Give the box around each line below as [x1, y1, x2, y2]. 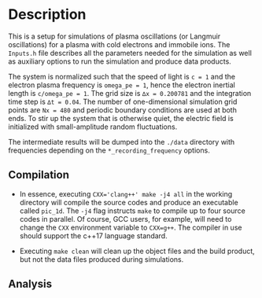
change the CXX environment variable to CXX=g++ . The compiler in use [19, 223, 242, 232]
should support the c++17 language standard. [19, 230, 168, 241]
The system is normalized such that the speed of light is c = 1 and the [8, 72, 236, 81]
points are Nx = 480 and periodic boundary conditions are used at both [8, 105, 238, 115]
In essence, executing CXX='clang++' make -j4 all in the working [19, 189, 233, 198]
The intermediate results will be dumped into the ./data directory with [8, 137, 235, 146]
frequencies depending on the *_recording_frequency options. [8, 145, 210, 155]
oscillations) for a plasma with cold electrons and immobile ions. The [8, 39, 231, 49]
